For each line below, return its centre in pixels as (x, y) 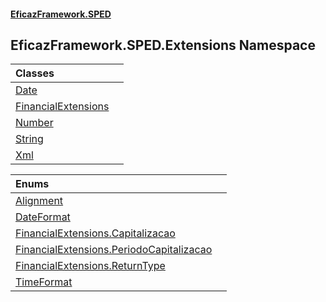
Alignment (39, 201)
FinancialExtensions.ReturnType (90, 266)
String (29, 139)
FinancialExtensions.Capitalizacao (95, 233)
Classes (35, 73)
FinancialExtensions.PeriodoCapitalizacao (114, 250)
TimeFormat (44, 282)
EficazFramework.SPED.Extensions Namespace (163, 45)
